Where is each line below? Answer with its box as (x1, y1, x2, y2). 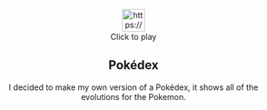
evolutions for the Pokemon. (80, 91, 187, 102)
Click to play (110, 32, 157, 42)
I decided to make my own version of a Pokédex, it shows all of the (8, 82, 259, 93)
